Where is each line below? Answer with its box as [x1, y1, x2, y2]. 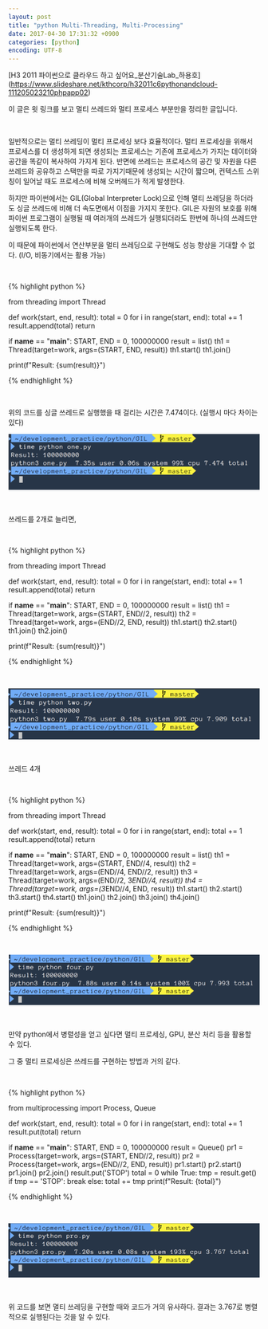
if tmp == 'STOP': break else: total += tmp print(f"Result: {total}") [8, 1176, 222, 1185]
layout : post [8, 13, 52, 21]
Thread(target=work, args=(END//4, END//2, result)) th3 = [8, 867, 199, 876]
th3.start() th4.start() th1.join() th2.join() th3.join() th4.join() [8, 892, 200, 902]
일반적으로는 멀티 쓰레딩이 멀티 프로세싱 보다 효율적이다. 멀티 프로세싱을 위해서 [8, 136, 254, 147]
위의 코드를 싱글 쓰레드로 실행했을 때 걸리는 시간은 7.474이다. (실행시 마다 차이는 [8, 407, 258, 418]
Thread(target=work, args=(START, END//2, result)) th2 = [8, 608, 197, 618]
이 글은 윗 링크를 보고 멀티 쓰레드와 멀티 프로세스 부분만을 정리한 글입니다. [8, 104, 238, 114]
